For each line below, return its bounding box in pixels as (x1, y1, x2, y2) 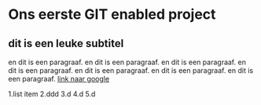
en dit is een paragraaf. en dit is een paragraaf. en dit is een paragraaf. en (8, 57, 246, 67)
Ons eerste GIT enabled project (8, 5, 216, 24)
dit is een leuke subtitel (8, 37, 124, 50)
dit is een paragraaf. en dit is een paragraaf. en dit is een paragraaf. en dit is (8, 66, 254, 75)
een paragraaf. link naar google (8, 74, 110, 83)
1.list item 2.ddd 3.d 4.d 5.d (8, 89, 96, 99)
